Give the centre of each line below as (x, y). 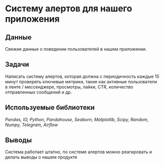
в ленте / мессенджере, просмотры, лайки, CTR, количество (69, 87)
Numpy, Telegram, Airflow (31, 125)
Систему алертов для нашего (69, 9)
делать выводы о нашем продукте (41, 157)
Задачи (17, 65)
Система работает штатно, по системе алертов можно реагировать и (79, 152)
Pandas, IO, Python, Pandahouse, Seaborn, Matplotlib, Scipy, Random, (77, 119)
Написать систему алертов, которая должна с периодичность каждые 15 (82, 76)
